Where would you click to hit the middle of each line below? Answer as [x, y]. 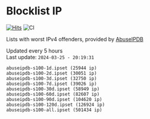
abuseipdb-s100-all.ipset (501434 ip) [54, 110]
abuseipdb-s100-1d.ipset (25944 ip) [51, 68]
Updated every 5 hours [35, 51]
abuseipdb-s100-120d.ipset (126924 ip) [56, 105]
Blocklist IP [34, 11]
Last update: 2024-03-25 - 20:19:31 [50, 57]
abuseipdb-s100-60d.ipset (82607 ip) [53, 94]
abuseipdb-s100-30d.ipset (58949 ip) [53, 89]
